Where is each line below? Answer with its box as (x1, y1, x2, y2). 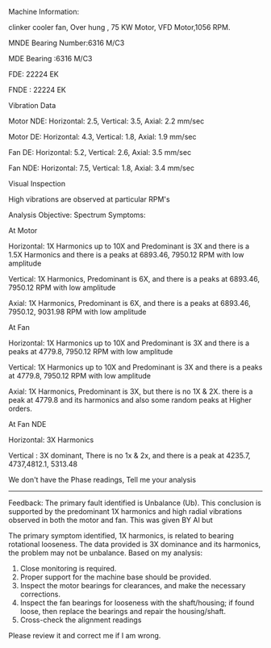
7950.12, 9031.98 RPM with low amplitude (8, 307, 147, 316)
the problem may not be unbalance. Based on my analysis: (8, 548, 203, 558)
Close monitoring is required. (19, 564, 117, 573)
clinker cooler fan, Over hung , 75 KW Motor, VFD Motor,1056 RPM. (8, 23, 231, 31)
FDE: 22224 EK (8, 69, 59, 79)
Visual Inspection (8, 179, 66, 188)
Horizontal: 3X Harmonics (8, 435, 94, 445)
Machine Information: (8, 7, 80, 16)
